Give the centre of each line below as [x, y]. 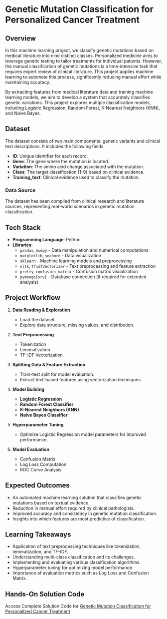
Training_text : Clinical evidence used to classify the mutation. [76, 177]
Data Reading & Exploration [41, 310]
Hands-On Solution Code [45, 594]
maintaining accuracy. [28, 82]
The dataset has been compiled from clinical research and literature [75, 201]
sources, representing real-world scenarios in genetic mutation [70, 207]
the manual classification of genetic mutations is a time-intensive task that [82, 66]
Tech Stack [23, 227]
